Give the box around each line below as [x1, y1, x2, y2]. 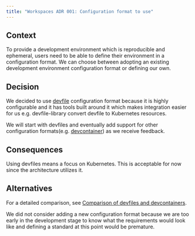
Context [6, 31, 36, 41]
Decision [6, 82, 39, 92]
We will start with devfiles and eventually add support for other [6, 121, 159, 128]
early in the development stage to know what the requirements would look [6, 217, 186, 224]
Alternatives [6, 184, 53, 194]
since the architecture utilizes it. [6, 167, 83, 174]
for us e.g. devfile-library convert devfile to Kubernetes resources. [6, 110, 167, 117]
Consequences [6, 145, 63, 155]
